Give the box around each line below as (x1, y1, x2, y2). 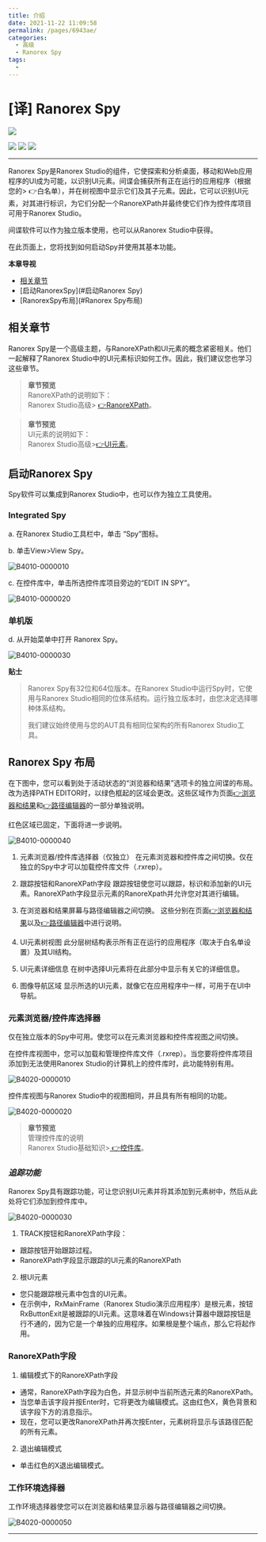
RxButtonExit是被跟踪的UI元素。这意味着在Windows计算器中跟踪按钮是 (19, 1309, 252, 1318)
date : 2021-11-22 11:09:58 (8, 19, 97, 27)
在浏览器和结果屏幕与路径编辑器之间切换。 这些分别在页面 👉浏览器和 (19, 905, 245, 915)
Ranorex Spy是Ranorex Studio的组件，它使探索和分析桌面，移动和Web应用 (8, 166, 253, 175)
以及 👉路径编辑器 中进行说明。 (26, 917, 126, 928)
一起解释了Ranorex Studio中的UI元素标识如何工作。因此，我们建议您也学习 (8, 354, 253, 363)
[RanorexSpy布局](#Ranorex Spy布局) (19, 295, 143, 305)
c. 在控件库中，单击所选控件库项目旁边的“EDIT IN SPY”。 (8, 578, 195, 587)
